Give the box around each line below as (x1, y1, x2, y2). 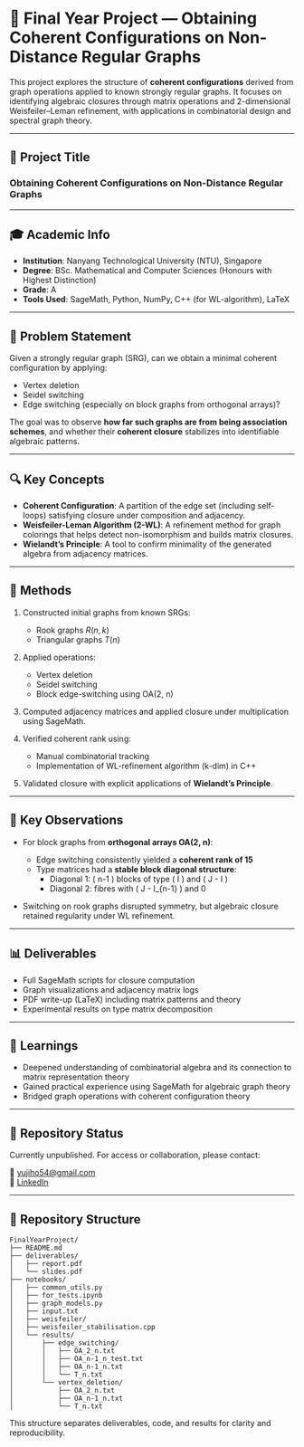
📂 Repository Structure (9, 1212, 141, 1227)
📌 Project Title (9, 149, 90, 166)
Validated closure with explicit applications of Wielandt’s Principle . (22, 777, 273, 788)
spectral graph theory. (9, 115, 92, 126)
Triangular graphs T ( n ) (35, 633, 120, 645)
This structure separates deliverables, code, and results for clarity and (9, 1417, 271, 1428)
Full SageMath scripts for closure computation (22, 975, 195, 985)
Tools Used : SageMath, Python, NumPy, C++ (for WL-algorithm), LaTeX (22, 294, 290, 305)
